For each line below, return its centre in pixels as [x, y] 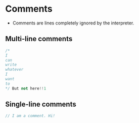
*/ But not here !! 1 [26, 88]
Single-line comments [41, 104]
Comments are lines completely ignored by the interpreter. [73, 23]
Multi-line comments [39, 39]
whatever [14, 70]
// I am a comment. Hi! [30, 116]
